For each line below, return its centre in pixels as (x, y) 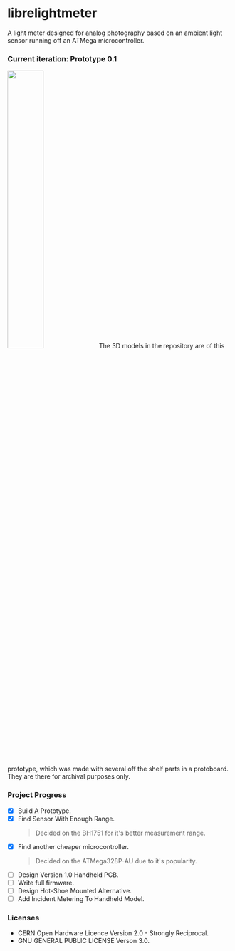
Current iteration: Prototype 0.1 (62, 58)
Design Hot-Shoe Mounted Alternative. (74, 890)
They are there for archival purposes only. (69, 776)
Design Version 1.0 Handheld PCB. (68, 875)
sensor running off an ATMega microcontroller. (76, 40)
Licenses (23, 918)
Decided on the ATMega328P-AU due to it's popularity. (116, 861)
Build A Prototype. (44, 811)
